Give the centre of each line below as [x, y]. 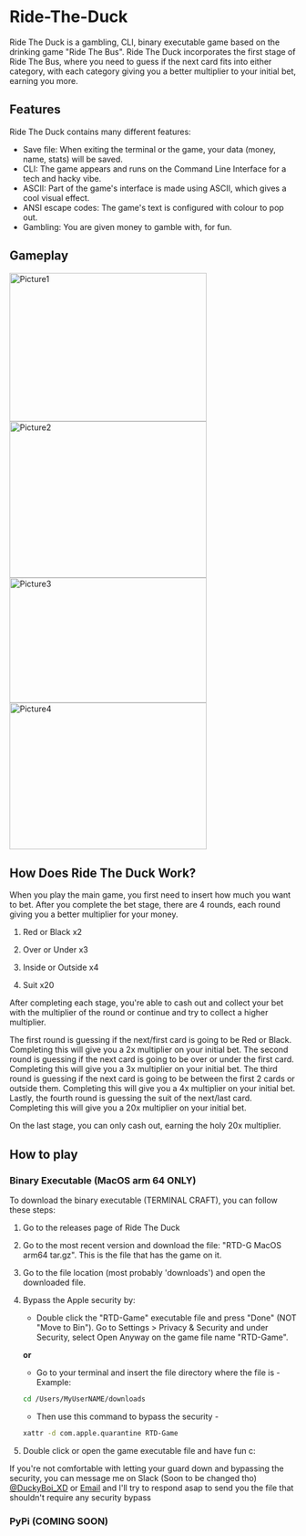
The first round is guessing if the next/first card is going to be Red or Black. [151, 1040]
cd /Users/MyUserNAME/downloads [84, 1399]
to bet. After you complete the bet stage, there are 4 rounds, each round [145, 905]
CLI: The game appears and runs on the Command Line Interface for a [154, 168]
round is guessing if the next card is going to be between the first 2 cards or [153, 1078]
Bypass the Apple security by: [79, 1300]
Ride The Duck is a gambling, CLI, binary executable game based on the [145, 42]
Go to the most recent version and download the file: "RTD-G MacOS [152, 1246]
